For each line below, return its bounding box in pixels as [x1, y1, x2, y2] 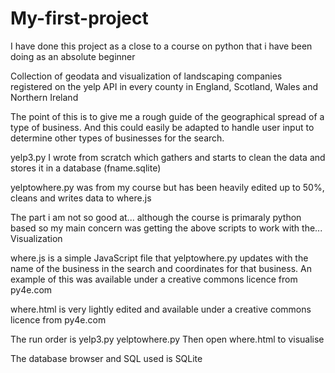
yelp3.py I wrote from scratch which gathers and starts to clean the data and [10, 151, 326, 163]
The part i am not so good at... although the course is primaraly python [10, 211, 302, 223]
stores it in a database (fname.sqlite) [10, 162, 162, 174]
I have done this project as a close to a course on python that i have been [10, 40, 313, 52]
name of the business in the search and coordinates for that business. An [10, 262, 312, 274]
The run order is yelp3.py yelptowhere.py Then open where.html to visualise [10, 333, 325, 345]
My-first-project [10, 7, 149, 30]
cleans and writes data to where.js [10, 192, 152, 204]
